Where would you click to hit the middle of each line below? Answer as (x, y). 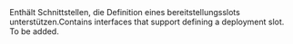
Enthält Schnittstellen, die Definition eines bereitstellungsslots (125, 12)
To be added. (34, 31)
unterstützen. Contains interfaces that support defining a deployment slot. (147, 22)
